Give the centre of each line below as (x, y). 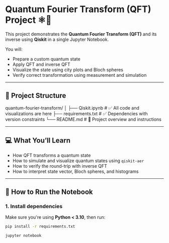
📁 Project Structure (36, 96)
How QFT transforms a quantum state (52, 155)
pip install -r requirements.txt (40, 227)
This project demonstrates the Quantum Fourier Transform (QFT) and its (81, 34)
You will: (14, 49)
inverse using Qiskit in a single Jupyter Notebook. (57, 39)
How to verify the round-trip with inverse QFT (60, 166)
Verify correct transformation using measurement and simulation (79, 75)
